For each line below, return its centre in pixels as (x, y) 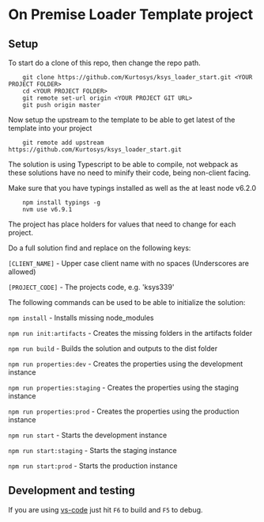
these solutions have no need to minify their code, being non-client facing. (130, 173)
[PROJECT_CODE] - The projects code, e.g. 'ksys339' (91, 287)
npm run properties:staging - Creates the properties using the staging (124, 387)
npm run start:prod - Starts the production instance (93, 466)
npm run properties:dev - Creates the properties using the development (126, 364)
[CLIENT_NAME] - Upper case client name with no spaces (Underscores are (128, 263)
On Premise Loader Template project (131, 15)
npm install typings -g (62, 203)
